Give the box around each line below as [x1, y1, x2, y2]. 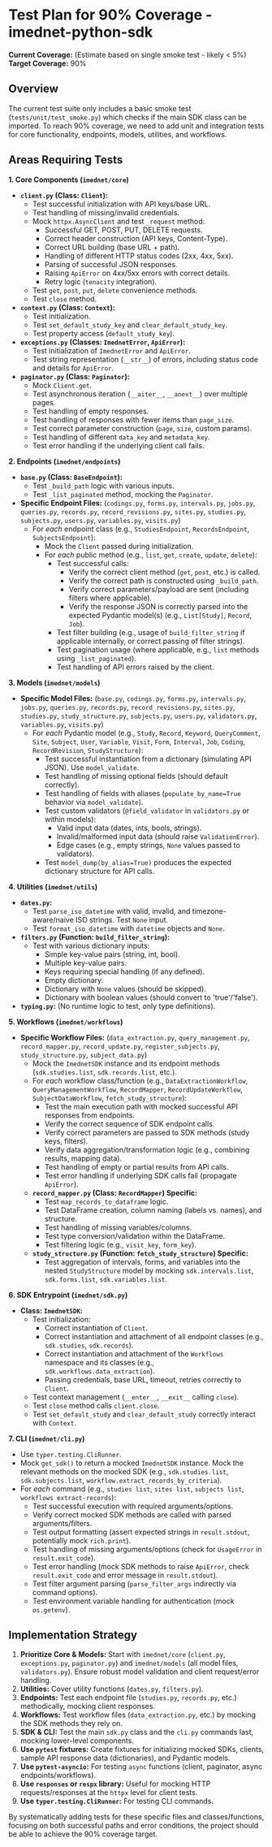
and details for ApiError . [32, 363, 114, 373]
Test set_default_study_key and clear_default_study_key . [32, 319, 228, 330]
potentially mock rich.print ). [32, 1535, 132, 1545]
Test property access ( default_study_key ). [32, 328, 175, 338]
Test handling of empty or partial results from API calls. [44, 1161, 229, 1171]
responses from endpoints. [44, 1110, 136, 1120]
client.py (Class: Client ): [19, 190, 108, 200]
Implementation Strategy [8, 1628, 138, 1642]
